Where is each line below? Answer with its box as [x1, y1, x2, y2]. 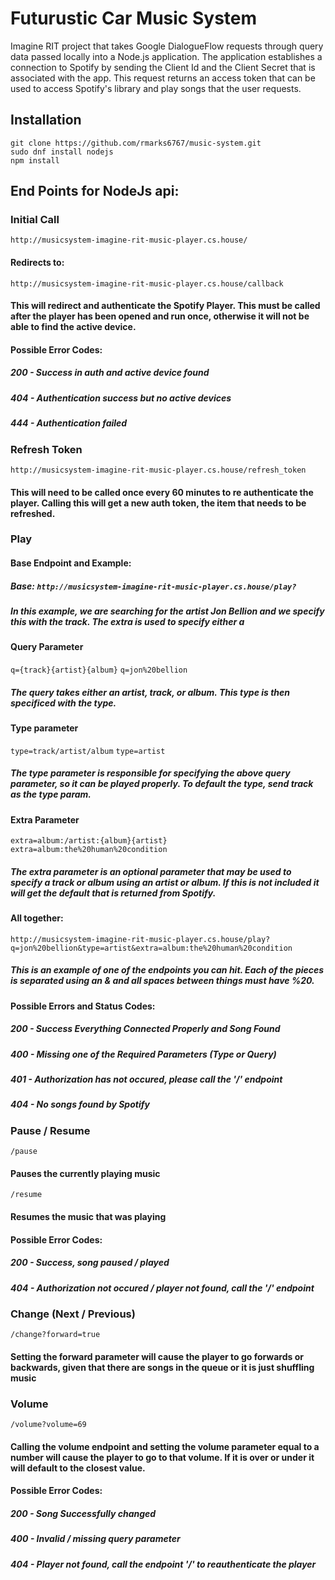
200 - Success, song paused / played [10, 1257, 170, 1269]
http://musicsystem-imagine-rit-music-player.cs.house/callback [10, 278, 284, 289]
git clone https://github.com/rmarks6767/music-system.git [10, 138, 262, 148]
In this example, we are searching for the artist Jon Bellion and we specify [10, 605, 325, 617]
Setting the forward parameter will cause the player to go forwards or [10, 1350, 304, 1362]
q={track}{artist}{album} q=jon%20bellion [10, 665, 188, 675]
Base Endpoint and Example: [10, 557, 132, 569]
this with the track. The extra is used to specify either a [10, 616, 245, 627]
